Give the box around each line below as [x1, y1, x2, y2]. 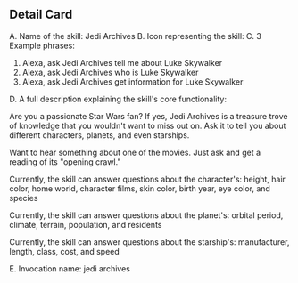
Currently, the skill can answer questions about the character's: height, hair [9, 174, 286, 184]
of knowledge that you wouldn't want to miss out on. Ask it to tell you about [9, 120, 286, 131]
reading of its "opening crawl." [9, 156, 121, 167]
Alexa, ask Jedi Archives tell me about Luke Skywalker [21, 57, 223, 68]
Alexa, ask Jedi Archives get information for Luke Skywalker [21, 76, 244, 87]
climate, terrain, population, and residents [9, 219, 162, 230]
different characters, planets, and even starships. [9, 129, 190, 141]
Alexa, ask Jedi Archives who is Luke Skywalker [21, 67, 199, 77]
